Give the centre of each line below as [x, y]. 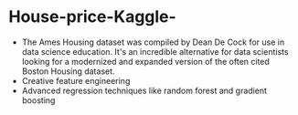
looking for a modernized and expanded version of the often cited [146, 61]
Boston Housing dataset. [68, 71]
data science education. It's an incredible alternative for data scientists [155, 51]
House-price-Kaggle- [93, 17]
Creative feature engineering [76, 80]
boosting [38, 100]
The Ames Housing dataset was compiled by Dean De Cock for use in [153, 42]
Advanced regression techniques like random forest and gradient [144, 90]
